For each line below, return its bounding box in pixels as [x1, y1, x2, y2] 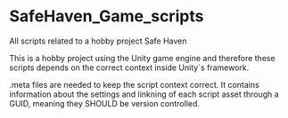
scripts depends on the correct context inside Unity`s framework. [9, 62, 250, 73]
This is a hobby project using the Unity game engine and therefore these [9, 52, 276, 63]
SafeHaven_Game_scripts [9, 6, 204, 27]
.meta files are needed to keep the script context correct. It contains [9, 79, 260, 90]
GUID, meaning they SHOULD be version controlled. [9, 98, 201, 108]
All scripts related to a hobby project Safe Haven [9, 35, 187, 46]
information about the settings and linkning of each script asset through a [9, 89, 279, 99]
